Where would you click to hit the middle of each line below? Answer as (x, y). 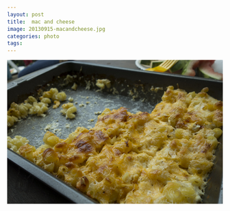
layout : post (26, 14)
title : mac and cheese (41, 22)
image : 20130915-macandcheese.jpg (56, 29)
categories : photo (33, 36)
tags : (15, 44)
